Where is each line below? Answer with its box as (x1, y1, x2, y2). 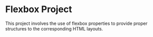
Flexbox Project (5, 4, 72, 15)
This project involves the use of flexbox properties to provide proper (5, 20, 148, 26)
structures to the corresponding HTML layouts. (5, 25, 103, 31)
